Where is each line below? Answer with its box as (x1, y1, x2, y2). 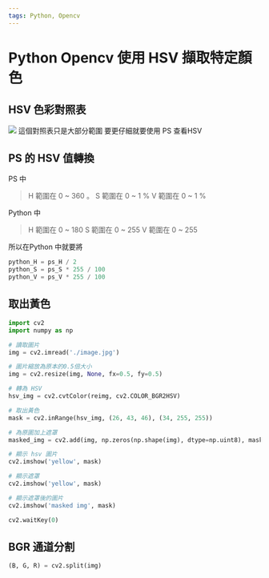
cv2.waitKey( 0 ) (8, 516, 59, 524)
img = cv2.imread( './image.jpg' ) (8, 348, 120, 356)
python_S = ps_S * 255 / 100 (8, 266, 106, 274)
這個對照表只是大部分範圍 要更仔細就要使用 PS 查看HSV (18, 126, 203, 135)
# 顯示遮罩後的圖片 (8, 494, 64, 502)
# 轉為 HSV (8, 385, 42, 393)
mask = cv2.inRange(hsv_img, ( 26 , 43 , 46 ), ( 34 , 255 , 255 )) (8, 414, 214, 422)
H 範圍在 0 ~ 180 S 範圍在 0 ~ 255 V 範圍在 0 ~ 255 (27, 225, 198, 235)
